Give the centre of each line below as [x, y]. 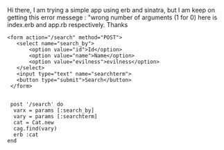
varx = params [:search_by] [54, 110]
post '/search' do [37, 104]
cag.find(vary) [35, 128]
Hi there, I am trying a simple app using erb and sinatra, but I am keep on [111, 10]
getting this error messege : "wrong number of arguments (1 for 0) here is [112, 17]
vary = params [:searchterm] [55, 117]
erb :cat [26, 135]
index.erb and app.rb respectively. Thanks [68, 25]
